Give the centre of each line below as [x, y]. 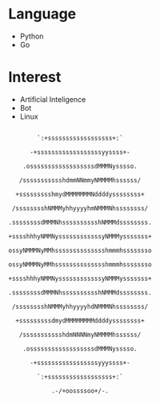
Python [32, 36]
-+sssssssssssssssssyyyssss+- [80, 363]
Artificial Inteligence [53, 99]
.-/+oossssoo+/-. [80, 391]
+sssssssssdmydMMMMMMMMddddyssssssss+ [80, 321]
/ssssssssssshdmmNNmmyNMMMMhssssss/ [80, 180]
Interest [35, 77]
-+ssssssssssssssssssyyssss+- [80, 152]
